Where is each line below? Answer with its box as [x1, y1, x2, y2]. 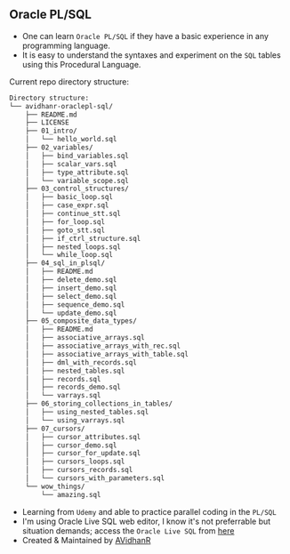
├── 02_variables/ [25, 143, 93, 152]
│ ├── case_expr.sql [25, 201, 109, 210]
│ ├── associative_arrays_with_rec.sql [25, 341, 181, 350]
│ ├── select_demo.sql [25, 292, 117, 301]
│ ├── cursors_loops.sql [25, 457, 125, 466]
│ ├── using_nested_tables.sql [25, 408, 149, 417]
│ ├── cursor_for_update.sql [25, 449, 141, 458]
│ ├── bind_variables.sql [25, 151, 129, 160]
